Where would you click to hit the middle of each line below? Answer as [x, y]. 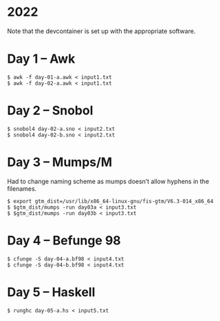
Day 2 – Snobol [50, 111]
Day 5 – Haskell [51, 292]
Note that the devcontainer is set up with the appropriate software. [101, 31]
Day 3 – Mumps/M [60, 162]
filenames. [22, 188]
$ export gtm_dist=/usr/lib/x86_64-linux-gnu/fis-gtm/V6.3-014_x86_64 [110, 201]
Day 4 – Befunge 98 [64, 240]
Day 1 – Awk [41, 59]
